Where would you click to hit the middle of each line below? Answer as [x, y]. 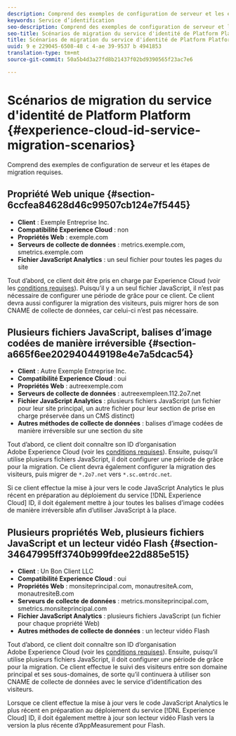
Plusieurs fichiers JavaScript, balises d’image [110, 332]
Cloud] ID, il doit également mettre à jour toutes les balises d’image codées [116, 503]
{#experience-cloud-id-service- [104, 130]
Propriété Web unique [56, 194]
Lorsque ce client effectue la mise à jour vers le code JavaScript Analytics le [118, 703]
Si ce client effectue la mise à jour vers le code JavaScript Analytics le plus [116, 488]
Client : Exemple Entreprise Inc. [63, 222]
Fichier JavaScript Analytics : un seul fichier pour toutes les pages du [120, 259]
